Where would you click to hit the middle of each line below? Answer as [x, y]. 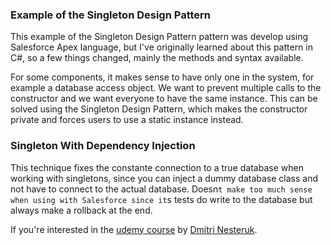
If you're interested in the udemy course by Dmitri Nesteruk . [134, 229]
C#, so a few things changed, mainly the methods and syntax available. [157, 58]
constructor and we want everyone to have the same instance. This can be [164, 99]
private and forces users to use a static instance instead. [127, 120]
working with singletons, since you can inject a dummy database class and [164, 178]
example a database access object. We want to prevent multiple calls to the [166, 88]
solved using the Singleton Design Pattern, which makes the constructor [159, 109]
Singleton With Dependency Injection [103, 146]
